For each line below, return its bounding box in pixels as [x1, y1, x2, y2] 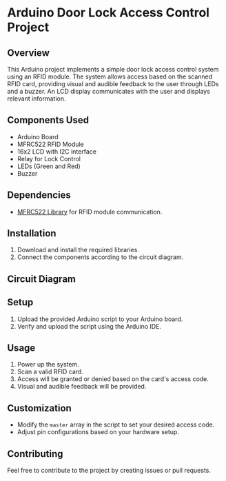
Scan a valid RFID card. [17, 367, 84, 376]
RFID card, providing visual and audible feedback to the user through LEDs [7, 80, 219, 88]
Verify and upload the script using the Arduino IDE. [17, 322, 162, 330]
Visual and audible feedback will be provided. [17, 382, 147, 391]
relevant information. [7, 94, 67, 103]
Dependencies [7, 190, 71, 201]
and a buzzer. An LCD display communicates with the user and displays [7, 88, 210, 95]
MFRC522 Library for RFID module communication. [17, 207, 163, 216]
